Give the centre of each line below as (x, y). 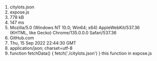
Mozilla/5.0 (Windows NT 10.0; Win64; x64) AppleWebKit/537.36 (75, 28)
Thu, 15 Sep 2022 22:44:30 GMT (43, 43)
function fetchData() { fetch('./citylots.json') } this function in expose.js (81, 53)
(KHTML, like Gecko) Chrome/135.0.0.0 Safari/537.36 (63, 33)
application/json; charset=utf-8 (41, 48)
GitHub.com (22, 38)
